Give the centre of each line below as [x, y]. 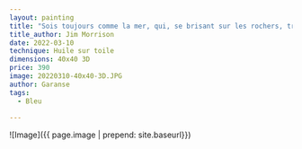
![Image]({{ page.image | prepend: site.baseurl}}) [100, 135]
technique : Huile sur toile [62, 51]
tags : [19, 92]
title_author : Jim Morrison [62, 34]
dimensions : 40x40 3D [50, 59]
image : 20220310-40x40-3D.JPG [66, 76]
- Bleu [30, 101]
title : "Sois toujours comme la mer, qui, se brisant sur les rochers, [146, 26]
